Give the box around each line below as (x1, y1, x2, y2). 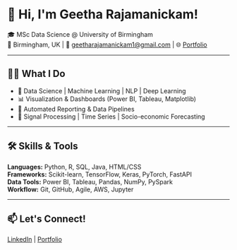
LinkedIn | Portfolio (7, 235, 62, 244)
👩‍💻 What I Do (7, 68, 66, 80)
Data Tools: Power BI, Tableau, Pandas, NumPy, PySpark (7, 177, 173, 186)
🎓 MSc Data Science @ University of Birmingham (7, 30, 154, 38)
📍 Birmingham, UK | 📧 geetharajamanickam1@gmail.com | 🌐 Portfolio (7, 40, 207, 49)
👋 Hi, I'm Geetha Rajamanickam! (7, 6, 199, 23)
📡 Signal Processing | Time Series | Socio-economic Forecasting (17, 112, 206, 121)
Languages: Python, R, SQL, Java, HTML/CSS (7, 162, 142, 171)
